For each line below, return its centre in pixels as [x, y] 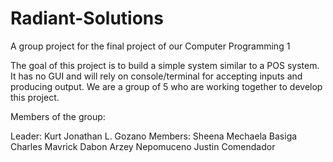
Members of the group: [58, 116]
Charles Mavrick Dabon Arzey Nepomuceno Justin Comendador [143, 146]
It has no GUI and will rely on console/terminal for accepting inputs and [156, 76]
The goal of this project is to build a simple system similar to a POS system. [165, 65]
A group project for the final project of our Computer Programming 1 [150, 46]
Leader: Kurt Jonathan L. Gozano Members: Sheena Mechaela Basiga [154, 136]
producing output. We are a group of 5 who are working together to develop [166, 86]
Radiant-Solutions [87, 18]
